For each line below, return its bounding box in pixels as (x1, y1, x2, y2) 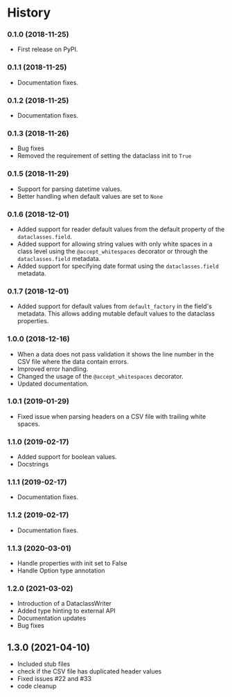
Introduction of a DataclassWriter (17, 599, 112, 608)
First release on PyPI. (17, 45, 78, 53)
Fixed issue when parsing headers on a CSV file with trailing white (17, 412, 206, 420)
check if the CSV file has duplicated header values (17, 667, 162, 676)
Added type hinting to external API (17, 607, 116, 615)
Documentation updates (17, 614, 87, 622)
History (7, 5, 51, 21)
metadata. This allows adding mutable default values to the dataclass (17, 309, 215, 318)
